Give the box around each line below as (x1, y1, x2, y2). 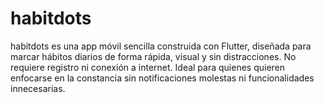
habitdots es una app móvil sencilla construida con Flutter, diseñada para (10, 40, 312, 52)
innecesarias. (10, 82, 66, 94)
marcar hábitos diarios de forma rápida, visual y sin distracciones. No (10, 50, 297, 62)
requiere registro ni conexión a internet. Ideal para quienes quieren (10, 61, 286, 73)
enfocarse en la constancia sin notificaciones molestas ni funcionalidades (10, 72, 315, 84)
